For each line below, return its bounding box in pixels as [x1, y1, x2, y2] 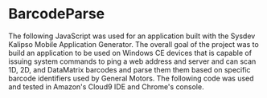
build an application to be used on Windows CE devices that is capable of [8, 48, 252, 57]
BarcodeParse [8, 5, 105, 23]
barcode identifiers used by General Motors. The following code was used [8, 73, 255, 83]
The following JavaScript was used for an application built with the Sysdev [8, 31, 256, 41]
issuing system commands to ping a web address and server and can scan [8, 57, 257, 66]
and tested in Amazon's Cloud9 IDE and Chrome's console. [8, 81, 204, 92]
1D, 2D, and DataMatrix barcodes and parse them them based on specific [8, 65, 251, 74]
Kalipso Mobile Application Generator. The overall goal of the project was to [8, 39, 259, 49]
